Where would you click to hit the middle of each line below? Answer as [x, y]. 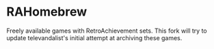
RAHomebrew [47, 12]
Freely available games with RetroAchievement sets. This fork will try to [107, 31]
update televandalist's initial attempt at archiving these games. [94, 37]
